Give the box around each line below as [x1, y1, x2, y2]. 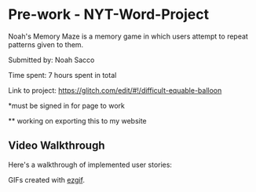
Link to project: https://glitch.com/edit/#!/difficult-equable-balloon [8, 85, 222, 95]
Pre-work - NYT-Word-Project [8, 6, 210, 24]
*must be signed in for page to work [8, 101, 126, 110]
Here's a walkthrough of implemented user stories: [8, 160, 173, 169]
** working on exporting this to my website [8, 116, 147, 125]
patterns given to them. [8, 39, 84, 49]
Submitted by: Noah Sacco [8, 55, 95, 65]
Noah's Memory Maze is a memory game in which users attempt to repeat [8, 31, 249, 41]
